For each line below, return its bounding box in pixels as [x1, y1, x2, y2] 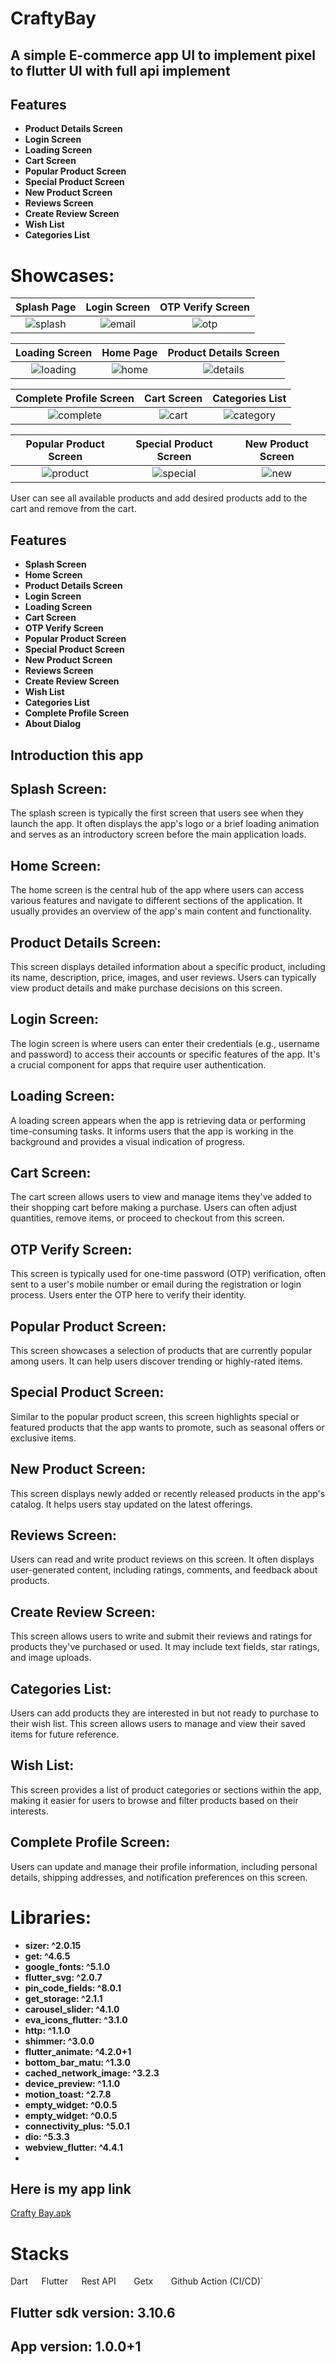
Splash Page [15, 300, 77, 314]
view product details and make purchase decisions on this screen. [10, 982, 283, 994]
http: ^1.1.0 [24, 2024, 71, 2036]
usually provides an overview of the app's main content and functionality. [10, 905, 312, 917]
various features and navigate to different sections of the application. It [10, 895, 303, 907]
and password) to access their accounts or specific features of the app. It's [10, 1048, 321, 1060]
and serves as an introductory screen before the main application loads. [10, 828, 307, 841]
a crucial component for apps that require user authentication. [10, 1058, 267, 1071]
